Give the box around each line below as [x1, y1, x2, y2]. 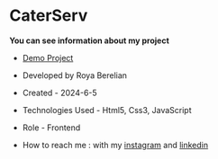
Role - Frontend [22, 122, 81, 133]
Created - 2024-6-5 [22, 87, 97, 98]
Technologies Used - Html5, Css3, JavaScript [22, 104, 192, 115]
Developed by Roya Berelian [22, 69, 128, 81]
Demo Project [22, 52, 74, 63]
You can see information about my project [9, 35, 169, 46]
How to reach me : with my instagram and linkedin [22, 139, 209, 150]
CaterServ [9, 5, 88, 26]
